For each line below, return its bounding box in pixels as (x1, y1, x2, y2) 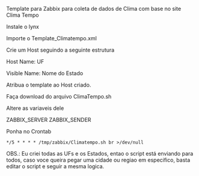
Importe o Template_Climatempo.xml (6, 35, 97, 41)
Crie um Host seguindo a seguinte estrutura (6, 46, 115, 53)
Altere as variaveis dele (6, 105, 64, 112)
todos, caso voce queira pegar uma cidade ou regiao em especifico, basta (6, 156, 191, 163)
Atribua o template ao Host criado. (6, 81, 91, 88)
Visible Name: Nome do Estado (6, 70, 84, 77)
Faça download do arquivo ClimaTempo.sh (6, 93, 112, 100)
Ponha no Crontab (6, 128, 52, 135)
